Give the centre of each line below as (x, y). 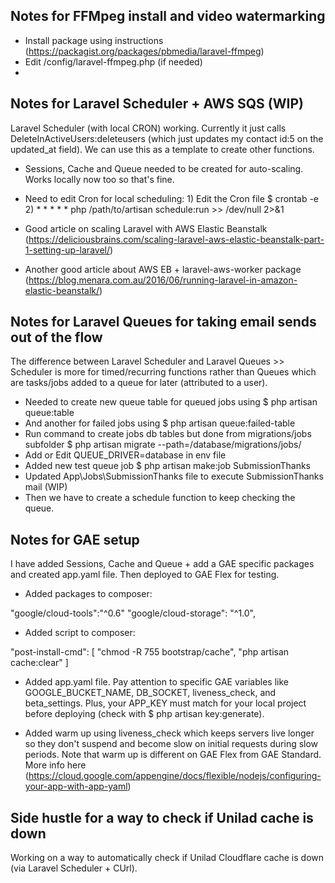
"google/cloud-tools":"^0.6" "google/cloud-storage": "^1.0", (133, 613)
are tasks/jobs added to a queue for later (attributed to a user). (139, 383)
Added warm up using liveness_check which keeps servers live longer (169, 733)
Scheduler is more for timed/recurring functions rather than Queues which (163, 372)
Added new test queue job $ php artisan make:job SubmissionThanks (167, 466)
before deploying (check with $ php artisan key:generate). (144, 714)
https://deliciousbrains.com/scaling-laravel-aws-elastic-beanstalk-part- (176, 239)
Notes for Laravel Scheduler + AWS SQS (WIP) (157, 104)
